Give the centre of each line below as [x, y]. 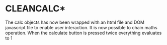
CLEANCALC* [35, 9]
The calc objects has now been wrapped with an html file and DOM [75, 22]
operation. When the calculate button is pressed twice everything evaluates [83, 33]
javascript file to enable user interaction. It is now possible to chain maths [81, 27]
